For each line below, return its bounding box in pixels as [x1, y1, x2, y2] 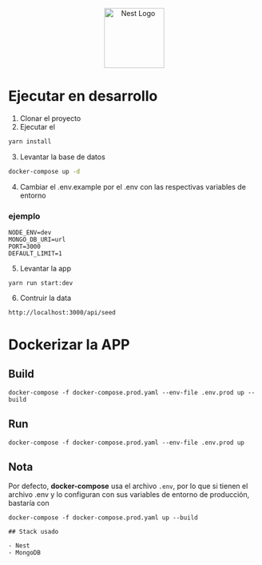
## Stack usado [8, 528, 59, 536]
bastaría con [8, 499, 50, 508]
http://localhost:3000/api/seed [8, 308, 116, 316]
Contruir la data [19, 293, 72, 303]
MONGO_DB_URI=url [8, 235, 66, 243]
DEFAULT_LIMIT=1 [8, 249, 62, 258]
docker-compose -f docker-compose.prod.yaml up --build [8, 514, 198, 522]
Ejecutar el [19, 122, 56, 131]
